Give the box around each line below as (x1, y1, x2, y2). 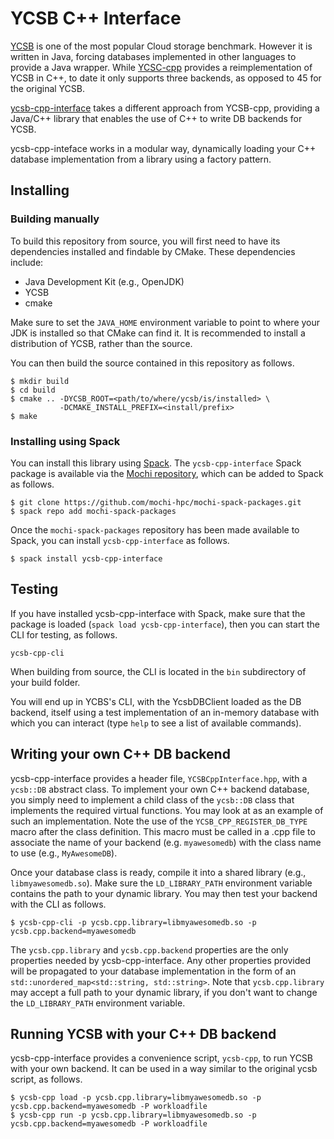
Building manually (10, 212, 100, 226)
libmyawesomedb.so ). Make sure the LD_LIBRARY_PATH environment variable (10, 877, 313, 889)
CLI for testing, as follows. (10, 628, 118, 641)
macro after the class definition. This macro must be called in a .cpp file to (10, 825, 316, 837)
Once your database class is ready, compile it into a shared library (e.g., (10, 866, 307, 878)
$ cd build (10, 385, 56, 395)
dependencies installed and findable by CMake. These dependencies (10, 245, 296, 257)
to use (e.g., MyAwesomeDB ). (10, 847, 118, 859)
